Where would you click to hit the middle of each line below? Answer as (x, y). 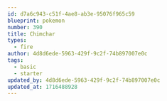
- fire (23, 47)
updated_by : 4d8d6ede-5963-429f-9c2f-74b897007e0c (84, 80)
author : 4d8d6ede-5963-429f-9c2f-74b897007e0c (77, 54)
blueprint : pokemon (36, 21)
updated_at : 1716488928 (43, 87)
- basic (25, 67)
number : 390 (25, 27)
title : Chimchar (31, 34)
